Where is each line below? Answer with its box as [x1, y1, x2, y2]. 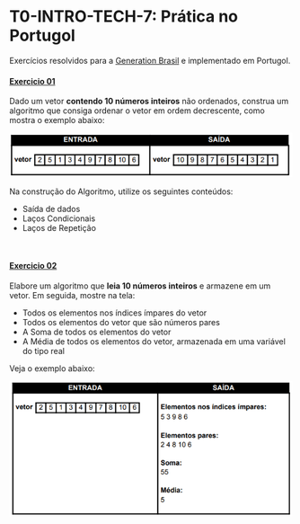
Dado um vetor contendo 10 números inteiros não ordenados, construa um [9, 96, 289, 107]
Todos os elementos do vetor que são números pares [22, 316, 220, 327]
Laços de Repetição [22, 222, 97, 233]
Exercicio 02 [9, 261, 57, 271]
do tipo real [22, 345, 66, 356]
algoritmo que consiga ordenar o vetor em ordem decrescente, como [9, 105, 265, 116]
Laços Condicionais [22, 213, 96, 224]
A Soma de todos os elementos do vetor [22, 326, 172, 337]
